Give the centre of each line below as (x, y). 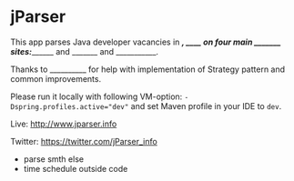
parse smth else (54, 159)
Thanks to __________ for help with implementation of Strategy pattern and (148, 69)
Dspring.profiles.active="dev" (70, 106)
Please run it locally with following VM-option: (96, 96)
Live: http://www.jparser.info (64, 124)
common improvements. (56, 78)
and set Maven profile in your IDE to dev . (206, 106)
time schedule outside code (76, 168)
